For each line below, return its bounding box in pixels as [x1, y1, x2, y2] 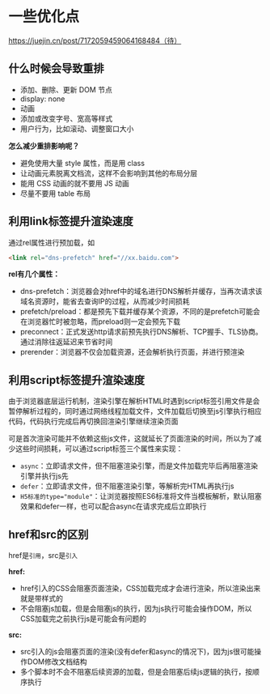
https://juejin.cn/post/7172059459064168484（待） [8, 36, 182, 45]
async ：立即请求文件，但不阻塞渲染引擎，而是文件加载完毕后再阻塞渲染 [19, 461, 259, 470]
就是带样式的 [19, 594, 63, 603]
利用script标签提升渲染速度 [8, 373, 146, 387]
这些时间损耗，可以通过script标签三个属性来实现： [15, 444, 184, 453]
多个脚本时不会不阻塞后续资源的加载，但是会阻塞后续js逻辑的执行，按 [19, 667, 253, 677]
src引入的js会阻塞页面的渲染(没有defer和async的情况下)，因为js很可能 [19, 647, 255, 657]
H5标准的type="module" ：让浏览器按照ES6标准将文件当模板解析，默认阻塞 [19, 492, 262, 501]
